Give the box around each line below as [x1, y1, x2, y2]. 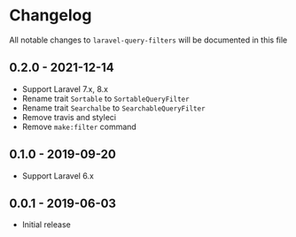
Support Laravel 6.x [21, 170, 95, 181]
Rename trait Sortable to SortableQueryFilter [21, 93, 190, 103]
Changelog [9, 5, 92, 26]
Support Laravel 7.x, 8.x [21, 83, 109, 94]
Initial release [21, 219, 71, 230]
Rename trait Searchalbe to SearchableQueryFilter [21, 103, 206, 113]
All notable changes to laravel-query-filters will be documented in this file [9, 34, 288, 45]
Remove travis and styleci [21, 111, 117, 122]
